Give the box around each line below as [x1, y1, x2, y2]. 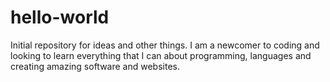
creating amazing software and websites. [10, 60, 180, 72]
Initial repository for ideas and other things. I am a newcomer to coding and [10, 39, 320, 51]
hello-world [10, 6, 110, 29]
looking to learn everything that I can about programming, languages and [10, 49, 312, 61]
